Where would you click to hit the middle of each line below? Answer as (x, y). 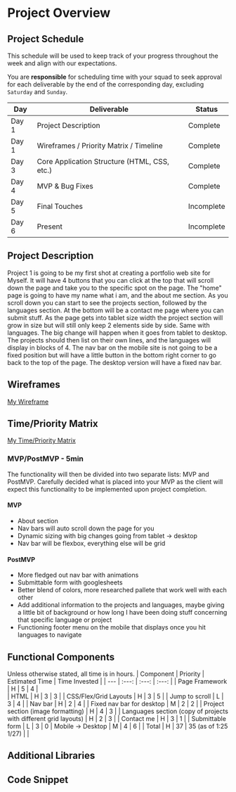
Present (50, 226)
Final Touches (60, 206)
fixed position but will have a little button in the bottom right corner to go (112, 355)
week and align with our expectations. (62, 63)
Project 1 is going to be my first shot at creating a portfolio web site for (109, 273)
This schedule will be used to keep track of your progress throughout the (113, 56)
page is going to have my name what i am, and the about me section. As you (118, 295)
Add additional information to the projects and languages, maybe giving (121, 605)
